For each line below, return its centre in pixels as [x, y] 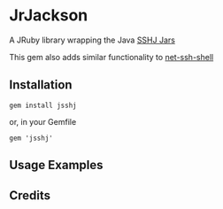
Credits [30, 195]
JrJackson [49, 15]
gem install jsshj [43, 105]
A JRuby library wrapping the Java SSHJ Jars [92, 40]
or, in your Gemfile [43, 121]
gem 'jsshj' [31, 138]
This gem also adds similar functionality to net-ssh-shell [111, 57]
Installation [41, 85]
